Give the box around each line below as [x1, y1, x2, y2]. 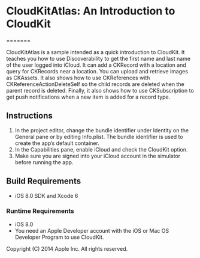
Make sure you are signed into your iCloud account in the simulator [14, 152, 181, 159]
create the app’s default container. [14, 140, 100, 147]
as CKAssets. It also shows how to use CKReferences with [6, 74, 150, 81]
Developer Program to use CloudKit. [14, 233, 104, 241]
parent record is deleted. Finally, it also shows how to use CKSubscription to [6, 87, 195, 94]
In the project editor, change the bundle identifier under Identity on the [14, 126, 189, 134]
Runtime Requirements [6, 207, 75, 215]
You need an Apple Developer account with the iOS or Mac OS [14, 227, 169, 234]
